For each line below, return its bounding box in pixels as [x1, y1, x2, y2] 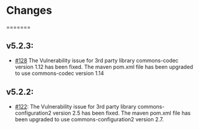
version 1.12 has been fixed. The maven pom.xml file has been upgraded [14, 63, 194, 70]
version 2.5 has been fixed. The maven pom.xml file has [53, 109, 191, 116]
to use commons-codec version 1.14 [14, 70, 104, 77]
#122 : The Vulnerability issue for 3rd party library [14, 103, 137, 110]
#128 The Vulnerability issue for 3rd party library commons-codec [14, 56, 179, 64]
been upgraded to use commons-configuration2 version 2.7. [14, 115, 164, 123]
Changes [6, 4, 52, 17]
